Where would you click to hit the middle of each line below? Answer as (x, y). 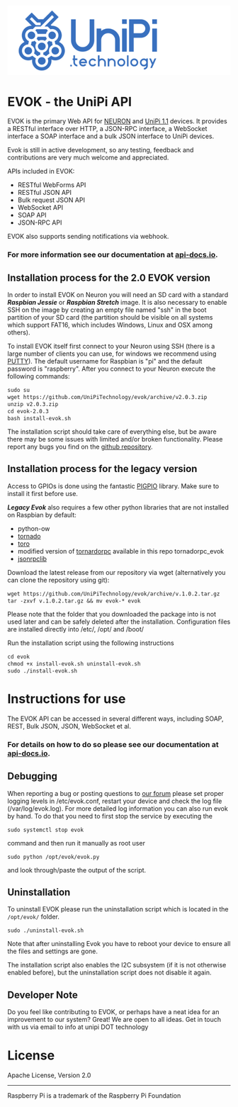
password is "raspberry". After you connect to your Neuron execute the (112, 369)
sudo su (19, 390)
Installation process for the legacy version (102, 469)
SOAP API (32, 215)
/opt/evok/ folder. (34, 917)
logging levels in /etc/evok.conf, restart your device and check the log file (115, 801)
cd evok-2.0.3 (28, 412)
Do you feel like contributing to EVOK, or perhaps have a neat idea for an (113, 1012)
